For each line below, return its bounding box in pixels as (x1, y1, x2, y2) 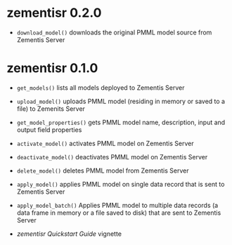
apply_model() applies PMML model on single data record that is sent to (16, 180, 225, 188)
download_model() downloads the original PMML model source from (16, 28, 212, 37)
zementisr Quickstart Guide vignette (16, 230, 122, 238)
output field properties (16, 125, 82, 134)
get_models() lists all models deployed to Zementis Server (16, 83, 185, 92)
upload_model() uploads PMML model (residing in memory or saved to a (16, 97, 226, 105)
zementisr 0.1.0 (6, 60, 98, 77)
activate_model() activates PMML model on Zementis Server (16, 139, 194, 147)
